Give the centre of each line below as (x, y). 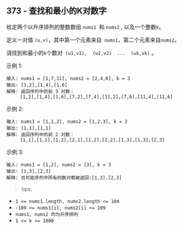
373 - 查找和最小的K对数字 (56, 11)
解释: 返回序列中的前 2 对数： (41, 134)
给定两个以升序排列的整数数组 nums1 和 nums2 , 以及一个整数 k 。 (85, 27)
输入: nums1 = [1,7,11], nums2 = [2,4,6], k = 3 (68, 78)
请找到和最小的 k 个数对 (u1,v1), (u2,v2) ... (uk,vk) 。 (82, 53)
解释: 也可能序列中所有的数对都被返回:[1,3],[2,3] (64, 178)
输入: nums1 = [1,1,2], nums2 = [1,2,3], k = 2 (67, 122)
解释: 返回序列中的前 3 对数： (41, 91)
